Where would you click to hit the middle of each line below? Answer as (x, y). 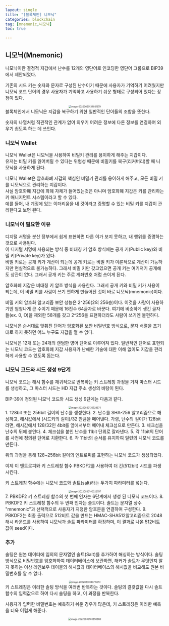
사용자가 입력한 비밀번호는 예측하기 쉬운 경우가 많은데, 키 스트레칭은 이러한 (79, 604)
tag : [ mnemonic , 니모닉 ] (29, 24)
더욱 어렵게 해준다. (29, 610)
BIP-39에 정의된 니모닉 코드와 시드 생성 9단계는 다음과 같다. (64, 399)
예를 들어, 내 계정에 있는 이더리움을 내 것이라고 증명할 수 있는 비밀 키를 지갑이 (81, 204)
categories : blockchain (30, 19)
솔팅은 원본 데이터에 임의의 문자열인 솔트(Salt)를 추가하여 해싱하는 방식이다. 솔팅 (84, 555)
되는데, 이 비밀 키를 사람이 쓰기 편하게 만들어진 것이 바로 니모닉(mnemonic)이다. (84, 291)
